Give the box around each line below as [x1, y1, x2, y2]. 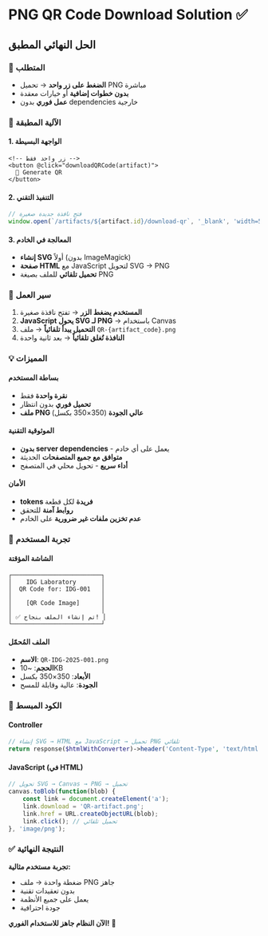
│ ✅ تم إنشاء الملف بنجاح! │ [8, 613, 107, 621]
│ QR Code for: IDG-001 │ [8, 585, 105, 593]
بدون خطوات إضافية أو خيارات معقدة [19, 88, 129, 98]
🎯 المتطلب [8, 62, 45, 73]
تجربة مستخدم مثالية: [8, 862, 71, 871]
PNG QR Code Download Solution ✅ [8, 6, 248, 24]
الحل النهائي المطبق [8, 38, 97, 51]
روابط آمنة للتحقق [19, 505, 73, 515]
